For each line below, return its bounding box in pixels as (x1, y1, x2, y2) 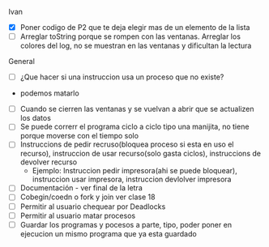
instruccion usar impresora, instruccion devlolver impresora (32, 174, 232, 185)
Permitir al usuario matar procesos (19, 211, 136, 220)
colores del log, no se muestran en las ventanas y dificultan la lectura (19, 40, 252, 51)
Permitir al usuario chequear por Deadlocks (19, 202, 166, 211)
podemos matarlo (19, 88, 79, 98)
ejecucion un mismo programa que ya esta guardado (19, 228, 197, 238)
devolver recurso (19, 157, 78, 167)
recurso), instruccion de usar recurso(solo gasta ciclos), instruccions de (19, 149, 262, 159)
